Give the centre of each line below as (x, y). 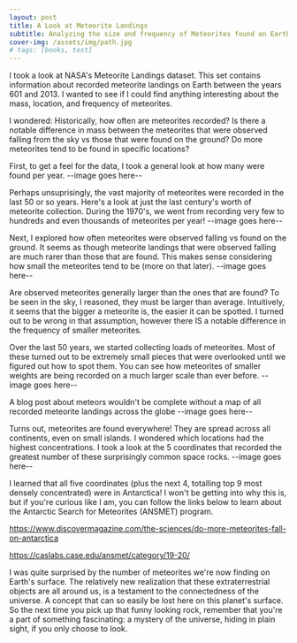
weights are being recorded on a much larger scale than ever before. (134, 376)
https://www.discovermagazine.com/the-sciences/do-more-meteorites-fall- (148, 529)
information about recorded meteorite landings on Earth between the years (145, 85)
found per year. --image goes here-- (76, 176)
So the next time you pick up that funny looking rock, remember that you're (146, 610)
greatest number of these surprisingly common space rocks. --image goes (145, 457)
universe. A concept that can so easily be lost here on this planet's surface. (147, 601)
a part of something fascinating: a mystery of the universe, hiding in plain (142, 619)
